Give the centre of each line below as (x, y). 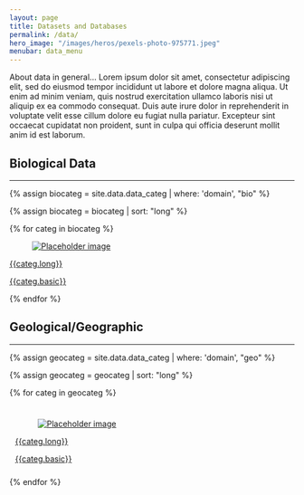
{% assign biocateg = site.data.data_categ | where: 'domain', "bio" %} (140, 193)
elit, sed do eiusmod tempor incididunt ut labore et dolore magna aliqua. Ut (149, 87)
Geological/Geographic (76, 327)
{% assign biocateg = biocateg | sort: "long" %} (99, 211)
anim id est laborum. (47, 135)
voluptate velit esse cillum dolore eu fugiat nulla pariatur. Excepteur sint (142, 116)
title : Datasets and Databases (68, 26)
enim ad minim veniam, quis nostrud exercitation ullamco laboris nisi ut (141, 97)
